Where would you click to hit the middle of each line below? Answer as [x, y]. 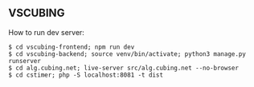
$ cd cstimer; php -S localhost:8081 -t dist [86, 75]
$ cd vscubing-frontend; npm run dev [72, 47]
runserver [25, 61]
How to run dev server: [46, 32]
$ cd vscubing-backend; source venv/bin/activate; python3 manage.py [127, 54]
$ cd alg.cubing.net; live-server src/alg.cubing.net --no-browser [124, 68]
